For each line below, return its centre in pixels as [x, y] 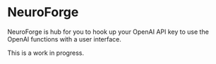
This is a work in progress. [46, 53]
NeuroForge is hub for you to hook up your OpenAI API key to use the [108, 32]
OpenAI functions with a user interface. [65, 39]
